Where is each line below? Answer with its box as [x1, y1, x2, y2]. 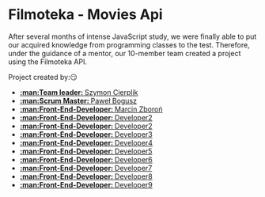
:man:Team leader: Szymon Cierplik [19, 87, 138, 97]
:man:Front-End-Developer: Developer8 [19, 172, 153, 181]
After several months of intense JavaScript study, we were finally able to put [8, 32, 257, 41]
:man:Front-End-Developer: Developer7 [19, 163, 153, 172]
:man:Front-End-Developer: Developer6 [19, 154, 153, 164]
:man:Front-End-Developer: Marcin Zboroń [19, 104, 163, 114]
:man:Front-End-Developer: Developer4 [19, 138, 153, 147]
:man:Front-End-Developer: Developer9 [19, 180, 153, 189]
